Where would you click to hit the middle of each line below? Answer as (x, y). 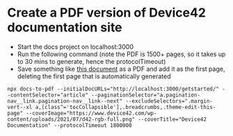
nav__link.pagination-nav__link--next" (65, 101)
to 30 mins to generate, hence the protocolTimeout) (91, 61)
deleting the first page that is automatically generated (94, 76)
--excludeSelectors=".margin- (169, 101)
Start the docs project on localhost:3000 (75, 46)
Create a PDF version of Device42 (107, 13)
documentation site (65, 27)
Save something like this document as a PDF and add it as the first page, (121, 69)
